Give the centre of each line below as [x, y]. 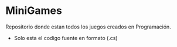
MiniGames [34, 11]
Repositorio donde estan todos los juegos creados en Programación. [88, 27]
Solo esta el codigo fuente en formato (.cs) [66, 38]
